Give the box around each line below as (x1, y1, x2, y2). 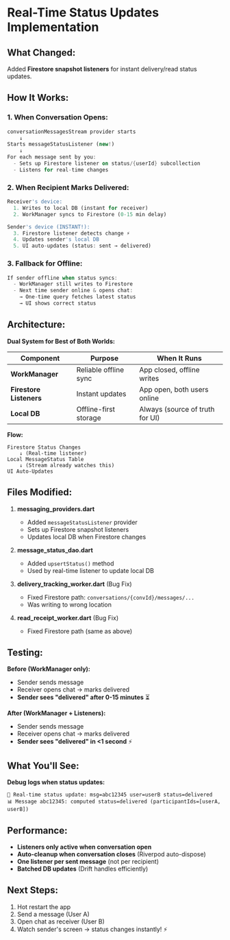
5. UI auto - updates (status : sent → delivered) (13, 242, 152, 250)
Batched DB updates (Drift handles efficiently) (16, 865, 149, 873)
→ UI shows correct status (19, 300, 97, 307)
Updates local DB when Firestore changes (27, 532, 146, 541)
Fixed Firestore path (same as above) (27, 626, 133, 635)
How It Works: (7, 92, 69, 104)
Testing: (7, 646, 43, 658)
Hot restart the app (16, 902, 71, 910)
